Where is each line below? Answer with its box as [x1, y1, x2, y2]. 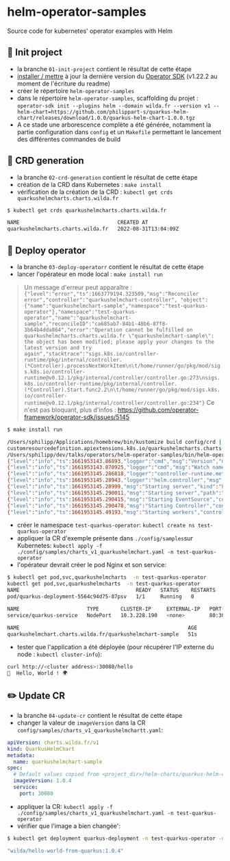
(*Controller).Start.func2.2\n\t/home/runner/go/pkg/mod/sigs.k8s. [23, 386, 220, 393]
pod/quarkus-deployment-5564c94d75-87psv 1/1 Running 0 [7, 593, 194, 600]
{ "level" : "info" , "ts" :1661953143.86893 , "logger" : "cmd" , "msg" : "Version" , [7, 458, 219, 464]
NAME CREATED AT [7, 219, 149, 226]
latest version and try [23, 345, 92, 351]
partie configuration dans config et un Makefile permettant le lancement [16, 127, 222, 136]
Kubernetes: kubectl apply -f [16, 542, 103, 550]
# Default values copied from [13, 771, 99, 778]
